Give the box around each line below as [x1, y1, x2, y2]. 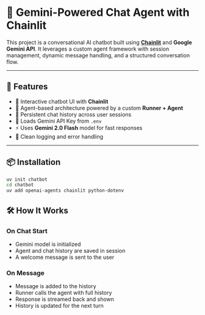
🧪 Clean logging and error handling [15, 132, 104, 140]
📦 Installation [6, 157, 61, 167]
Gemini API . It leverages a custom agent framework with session [6, 45, 170, 52]
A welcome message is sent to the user [15, 253, 115, 261]
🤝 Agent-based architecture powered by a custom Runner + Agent [15, 104, 184, 112]
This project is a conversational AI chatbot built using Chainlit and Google [6, 38, 192, 46]
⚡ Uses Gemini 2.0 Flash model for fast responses [15, 124, 143, 131]
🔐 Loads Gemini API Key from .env [15, 117, 102, 125]
